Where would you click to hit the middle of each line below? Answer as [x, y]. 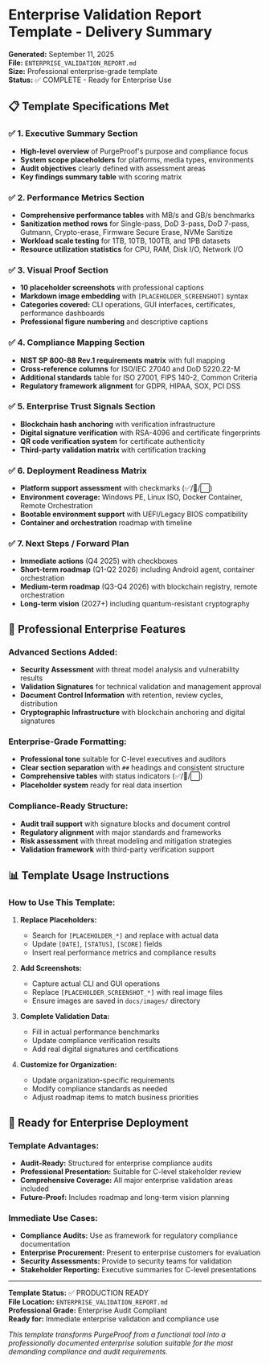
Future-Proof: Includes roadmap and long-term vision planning [125, 1198]
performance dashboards [62, 313]
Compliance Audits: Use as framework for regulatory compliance [129, 1235]
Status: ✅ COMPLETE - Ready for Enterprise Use [90, 80]
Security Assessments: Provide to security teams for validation [126, 1261]
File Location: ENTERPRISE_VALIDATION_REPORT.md [88, 1302]
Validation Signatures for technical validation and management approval [141, 687]
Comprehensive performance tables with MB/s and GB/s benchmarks [137, 215]
